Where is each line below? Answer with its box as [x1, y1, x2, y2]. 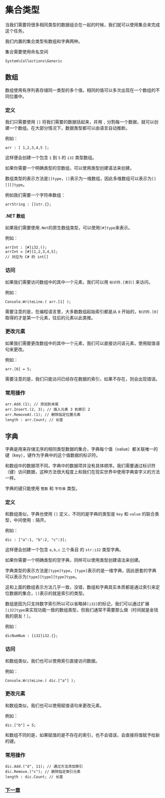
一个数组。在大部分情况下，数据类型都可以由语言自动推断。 [9, 125, 130, 131]
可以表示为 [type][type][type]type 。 [5, 574, 80, 580]
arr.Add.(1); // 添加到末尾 [5, 402, 59, 407]
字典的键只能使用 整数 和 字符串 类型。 [5, 485, 80, 491]
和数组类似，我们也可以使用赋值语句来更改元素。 [5, 702, 104, 708]
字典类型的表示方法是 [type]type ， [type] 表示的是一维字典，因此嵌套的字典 [5, 568, 157, 574]
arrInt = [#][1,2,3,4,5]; [5, 249, 58, 254]
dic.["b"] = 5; [5, 723, 36, 728]
